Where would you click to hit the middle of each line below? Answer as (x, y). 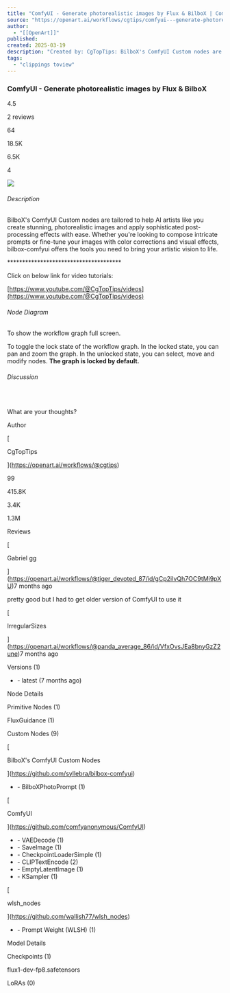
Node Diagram (28, 312)
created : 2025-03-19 (37, 45)
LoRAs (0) (21, 983)
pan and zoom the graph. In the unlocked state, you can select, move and (111, 354)
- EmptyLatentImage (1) (50, 869)
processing (23, 235)
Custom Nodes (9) (33, 733)
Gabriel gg (22, 558)
